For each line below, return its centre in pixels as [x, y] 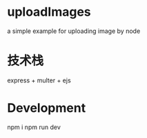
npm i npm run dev [34, 127]
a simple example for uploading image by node [74, 31]
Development [47, 108]
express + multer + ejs [39, 80]
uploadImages [49, 12]
